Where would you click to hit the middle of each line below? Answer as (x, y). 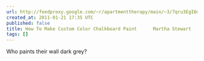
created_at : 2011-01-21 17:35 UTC (50, 18)
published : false (28, 23)
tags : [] (17, 34)
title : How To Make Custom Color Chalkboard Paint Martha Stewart (99, 29)
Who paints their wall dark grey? (47, 51)
